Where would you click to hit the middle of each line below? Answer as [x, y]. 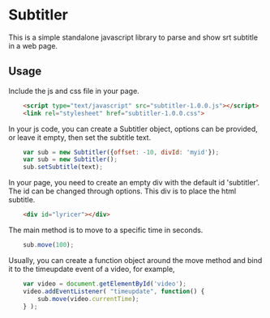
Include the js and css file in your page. [74, 91]
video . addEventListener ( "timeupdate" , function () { [114, 291]
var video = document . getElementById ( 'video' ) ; [105, 284]
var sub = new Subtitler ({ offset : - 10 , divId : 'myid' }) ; [121, 152]
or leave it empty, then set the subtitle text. [80, 137]
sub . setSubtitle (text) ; [63, 167]
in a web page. [33, 45]
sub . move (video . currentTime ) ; [88, 299]
